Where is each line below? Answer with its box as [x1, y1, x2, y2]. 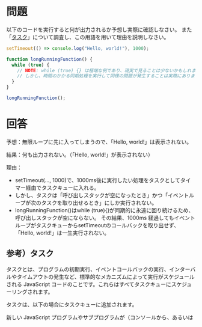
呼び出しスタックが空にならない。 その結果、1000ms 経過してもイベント [14, 214, 195, 221]
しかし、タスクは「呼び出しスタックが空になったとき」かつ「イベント [14, 191, 189, 198]
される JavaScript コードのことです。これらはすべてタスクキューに [6, 280, 171, 288]
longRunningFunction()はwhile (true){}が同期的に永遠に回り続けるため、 [14, 206, 194, 213]
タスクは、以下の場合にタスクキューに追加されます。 [6, 301, 138, 308]
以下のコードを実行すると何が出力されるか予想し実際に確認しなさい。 [6, 26, 180, 33]
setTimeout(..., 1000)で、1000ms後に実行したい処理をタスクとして [14, 176, 180, 183]
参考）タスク [6, 248, 54, 258]
